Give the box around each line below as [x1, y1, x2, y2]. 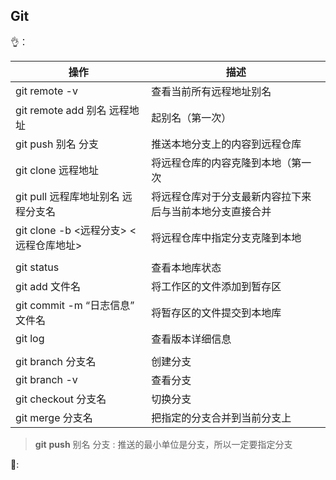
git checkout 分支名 [15, 392, 107, 406]
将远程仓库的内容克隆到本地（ [151, 155, 292, 169]
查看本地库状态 [151, 260, 222, 274]
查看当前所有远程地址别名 [151, 84, 272, 98]
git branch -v [15, 372, 78, 386]
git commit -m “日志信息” [15, 298, 135, 312]
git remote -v [15, 84, 78, 98]
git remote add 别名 [15, 103, 107, 117]
